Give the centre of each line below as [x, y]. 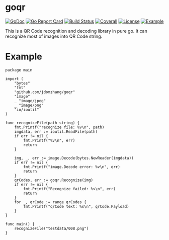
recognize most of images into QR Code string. [54, 36]
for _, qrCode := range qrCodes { [50, 202]
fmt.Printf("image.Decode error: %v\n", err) [72, 167]
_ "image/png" [29, 105]
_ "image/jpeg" [30, 101]
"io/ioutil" [27, 110]
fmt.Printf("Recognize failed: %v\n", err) [69, 189]
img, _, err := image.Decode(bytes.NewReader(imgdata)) [74, 158]
